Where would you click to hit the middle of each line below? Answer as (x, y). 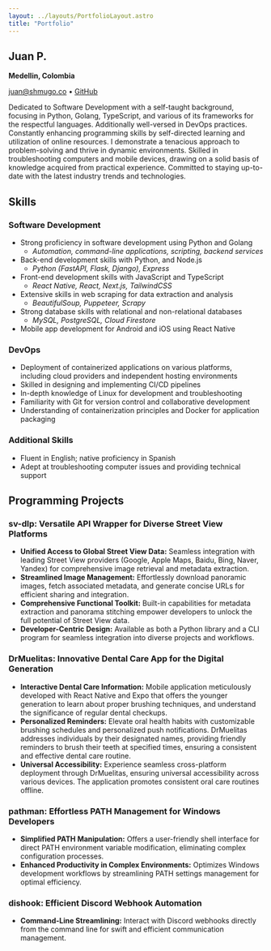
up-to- (252, 168)
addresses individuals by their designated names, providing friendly (133, 738)
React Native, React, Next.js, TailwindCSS (102, 286)
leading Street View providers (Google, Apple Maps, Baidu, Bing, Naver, (139, 560)
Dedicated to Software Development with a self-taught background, (121, 107)
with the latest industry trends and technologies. (105, 176)
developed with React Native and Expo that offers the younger (124, 695)
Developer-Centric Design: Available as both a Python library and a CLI (140, 629)
